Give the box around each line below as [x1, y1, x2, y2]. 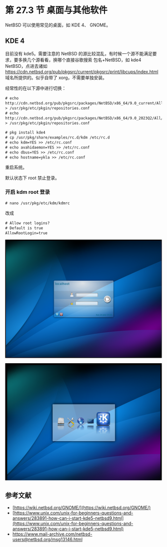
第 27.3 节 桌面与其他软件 [5, 4, 108, 16]
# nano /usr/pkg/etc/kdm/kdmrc [5, 201, 70, 206]
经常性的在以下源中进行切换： [5, 85, 66, 91]
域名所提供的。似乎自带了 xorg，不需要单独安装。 [5, 74, 107, 80]
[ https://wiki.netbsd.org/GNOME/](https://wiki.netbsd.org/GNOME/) [12, 505, 151, 511]
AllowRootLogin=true [5, 231, 48, 236]
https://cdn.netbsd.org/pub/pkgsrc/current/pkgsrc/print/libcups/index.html [5, 68, 159, 75]
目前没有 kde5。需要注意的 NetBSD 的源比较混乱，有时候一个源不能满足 [5, 50, 153, 56]
